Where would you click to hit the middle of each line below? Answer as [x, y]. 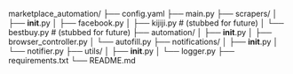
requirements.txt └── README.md [72, 60]
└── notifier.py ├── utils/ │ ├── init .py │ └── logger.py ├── [122, 51]
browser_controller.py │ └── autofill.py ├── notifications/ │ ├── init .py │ [143, 41]
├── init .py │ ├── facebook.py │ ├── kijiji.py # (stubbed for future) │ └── [146, 23]
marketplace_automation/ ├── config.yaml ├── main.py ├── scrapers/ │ [143, 14]
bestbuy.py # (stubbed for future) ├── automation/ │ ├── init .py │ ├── [140, 32]
